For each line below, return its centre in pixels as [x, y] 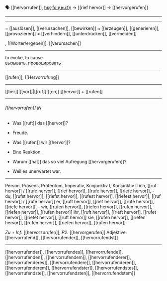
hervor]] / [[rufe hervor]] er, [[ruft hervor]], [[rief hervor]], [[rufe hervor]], [80, 202]
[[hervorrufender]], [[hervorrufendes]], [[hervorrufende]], [64, 252]
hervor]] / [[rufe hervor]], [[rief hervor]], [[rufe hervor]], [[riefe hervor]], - [80, 191]
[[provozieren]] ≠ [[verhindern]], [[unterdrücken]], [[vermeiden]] [71, 34]
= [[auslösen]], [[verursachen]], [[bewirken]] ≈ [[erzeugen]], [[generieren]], [83, 28]
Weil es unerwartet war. [37, 171]
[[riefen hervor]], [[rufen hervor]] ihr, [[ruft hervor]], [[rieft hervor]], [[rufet [81, 212]
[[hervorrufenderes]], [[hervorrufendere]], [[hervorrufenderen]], [71, 263]
